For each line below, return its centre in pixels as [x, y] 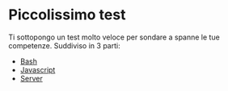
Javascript [38, 69]
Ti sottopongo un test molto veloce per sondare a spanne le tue [114, 37]
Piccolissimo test [67, 15]
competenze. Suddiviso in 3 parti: [64, 45]
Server [31, 78]
